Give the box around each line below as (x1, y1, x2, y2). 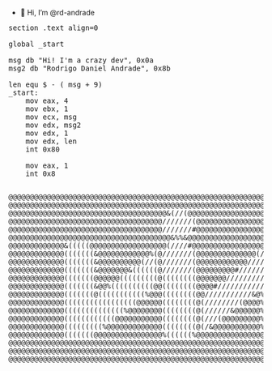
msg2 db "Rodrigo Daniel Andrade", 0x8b (8, 64, 172, 73)
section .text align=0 (8, 23, 99, 32)
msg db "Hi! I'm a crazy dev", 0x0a (8, 56, 154, 65)
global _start (8, 40, 65, 49)
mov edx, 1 (25, 129, 69, 138)
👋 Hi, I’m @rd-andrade (19, 8, 96, 17)
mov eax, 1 (25, 161, 69, 170)
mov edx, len (25, 137, 77, 146)
